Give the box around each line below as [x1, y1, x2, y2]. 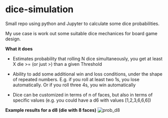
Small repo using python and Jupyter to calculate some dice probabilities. [5, 20, 160, 27]
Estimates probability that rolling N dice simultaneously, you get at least [12, 55, 163, 62]
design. [5, 36, 21, 42]
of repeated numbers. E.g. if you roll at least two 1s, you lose [12, 76, 140, 82]
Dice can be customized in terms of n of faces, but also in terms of [12, 91, 153, 98]
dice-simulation [5, 4, 74, 15]
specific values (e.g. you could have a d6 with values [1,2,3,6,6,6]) [12, 97, 151, 103]
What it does [5, 45, 33, 52]
